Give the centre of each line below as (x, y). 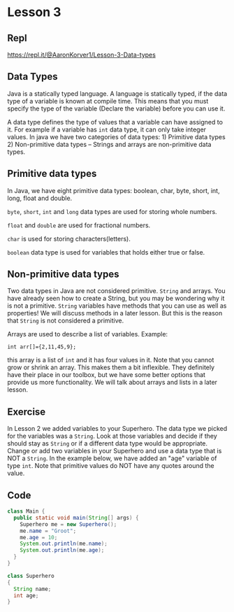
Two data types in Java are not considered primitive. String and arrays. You (116, 291)
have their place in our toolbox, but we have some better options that (107, 375)
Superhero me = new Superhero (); (68, 524)
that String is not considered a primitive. (66, 321)
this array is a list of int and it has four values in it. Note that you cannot (111, 360)
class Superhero (31, 576)
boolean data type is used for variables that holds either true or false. (106, 252)
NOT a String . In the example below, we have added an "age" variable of (112, 458)
